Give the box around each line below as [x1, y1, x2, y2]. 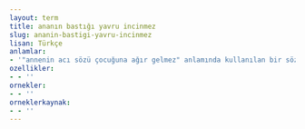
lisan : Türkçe [9, 38, 64, 48]
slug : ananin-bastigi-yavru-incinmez [9, 30, 152, 39]
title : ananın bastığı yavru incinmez [9, 22, 156, 31]
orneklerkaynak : [9, 97, 71, 107]
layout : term [9, 13, 59, 23]
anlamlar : [9, 47, 47, 56]
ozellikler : [9, 64, 54, 74]
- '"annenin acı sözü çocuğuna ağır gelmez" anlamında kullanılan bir [9, 55, 282, 64]
